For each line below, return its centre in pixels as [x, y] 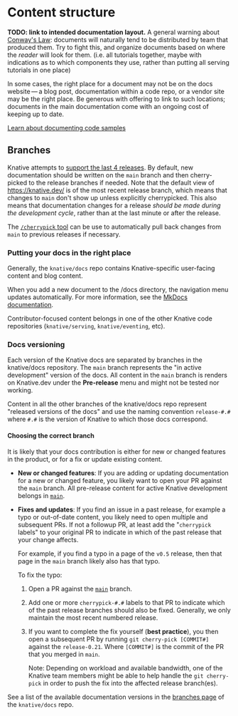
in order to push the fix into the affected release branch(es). [130, 683]
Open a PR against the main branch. [80, 588]
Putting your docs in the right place [69, 252]
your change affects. [48, 539]
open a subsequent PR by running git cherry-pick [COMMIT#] [119, 639]
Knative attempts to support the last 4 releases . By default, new [101, 167]
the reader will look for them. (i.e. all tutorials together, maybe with [105, 55]
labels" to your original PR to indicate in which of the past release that [120, 532]
